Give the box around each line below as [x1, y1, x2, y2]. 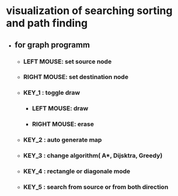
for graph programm [14, 40, 90, 50]
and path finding [6, 16, 88, 30]
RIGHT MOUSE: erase [32, 120, 95, 128]
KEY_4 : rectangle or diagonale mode [23, 167, 131, 175]
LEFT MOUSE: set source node [23, 57, 112, 66]
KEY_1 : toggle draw [23, 89, 81, 97]
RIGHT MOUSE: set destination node [23, 73, 128, 81]
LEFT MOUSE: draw [32, 104, 89, 112]
